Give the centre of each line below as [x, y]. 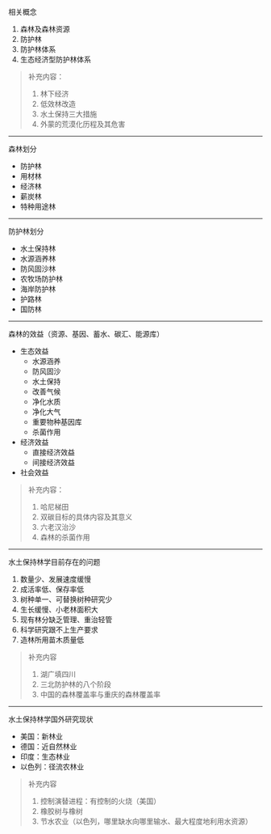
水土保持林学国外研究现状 [51, 719]
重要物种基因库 [57, 422]
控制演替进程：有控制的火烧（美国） [100, 801]
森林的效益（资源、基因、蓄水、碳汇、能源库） [86, 334]
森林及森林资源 [45, 29]
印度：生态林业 [45, 756]
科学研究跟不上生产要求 [59, 630]
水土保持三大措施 [69, 114]
